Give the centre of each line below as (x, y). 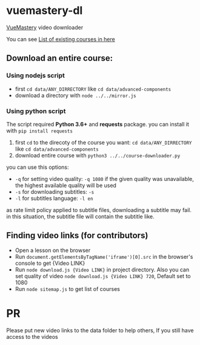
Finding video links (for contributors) (77, 235)
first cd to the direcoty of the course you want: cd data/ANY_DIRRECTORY (103, 142)
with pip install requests (39, 131)
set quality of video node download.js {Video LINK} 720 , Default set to (103, 276)
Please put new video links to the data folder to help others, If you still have (100, 330)
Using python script (36, 111)
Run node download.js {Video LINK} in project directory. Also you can (102, 269)
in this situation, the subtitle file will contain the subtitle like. (80, 216)
